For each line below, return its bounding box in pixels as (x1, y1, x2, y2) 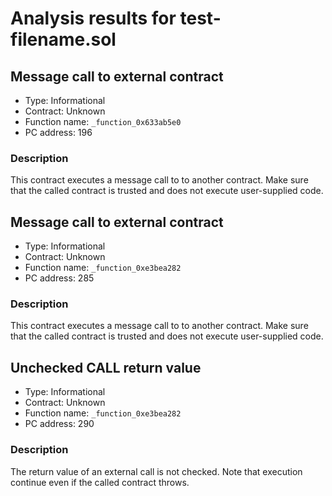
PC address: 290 (24, 418, 95, 430)
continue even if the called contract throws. (10, 476, 190, 488)
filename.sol (10, 28, 117, 51)
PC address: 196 (24, 127, 93, 138)
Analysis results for (10, 7, 177, 30)
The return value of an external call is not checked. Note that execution (10, 465, 303, 477)
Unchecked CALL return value (10, 359, 202, 376)
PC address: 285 (24, 272, 95, 284)
